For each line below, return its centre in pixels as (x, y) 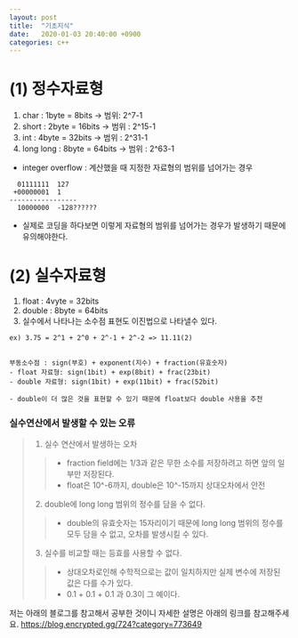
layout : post (33, 17)
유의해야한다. (45, 237)
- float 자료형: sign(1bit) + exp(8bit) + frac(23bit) (110, 373)
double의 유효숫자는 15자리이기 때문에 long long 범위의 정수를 (175, 523)
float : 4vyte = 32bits (60, 301)
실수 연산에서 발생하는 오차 (91, 444)
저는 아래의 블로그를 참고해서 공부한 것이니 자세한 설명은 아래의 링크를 (130, 613)
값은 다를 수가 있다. (100, 583)
